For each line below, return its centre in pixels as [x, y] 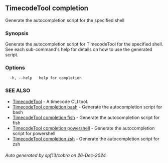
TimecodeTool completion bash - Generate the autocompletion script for [87, 106]
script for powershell [34, 133]
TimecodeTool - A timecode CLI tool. [50, 101]
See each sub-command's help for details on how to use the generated [79, 49]
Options [15, 68]
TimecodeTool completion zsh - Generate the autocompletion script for [86, 138]
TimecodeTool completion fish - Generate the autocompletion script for [86, 117]
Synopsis [17, 33]
